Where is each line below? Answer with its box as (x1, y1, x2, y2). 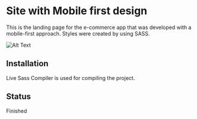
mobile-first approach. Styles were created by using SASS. (6, 30, 150, 37)
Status (6, 92, 31, 102)
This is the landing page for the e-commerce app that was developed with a (6, 24, 192, 31)
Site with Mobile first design (6, 4, 148, 18)
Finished (6, 107, 27, 114)
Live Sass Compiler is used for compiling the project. (6, 74, 135, 81)
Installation (6, 59, 49, 69)
